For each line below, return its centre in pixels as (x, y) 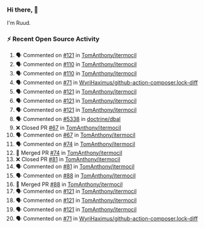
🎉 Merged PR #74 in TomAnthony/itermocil (69, 153)
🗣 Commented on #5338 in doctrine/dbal (68, 119)
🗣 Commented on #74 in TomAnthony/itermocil (75, 144)
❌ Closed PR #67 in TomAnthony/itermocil (68, 128)
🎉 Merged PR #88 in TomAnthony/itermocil (69, 184)
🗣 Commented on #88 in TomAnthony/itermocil (76, 175)
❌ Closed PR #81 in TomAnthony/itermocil (68, 159)
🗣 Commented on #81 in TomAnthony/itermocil (75, 166)
